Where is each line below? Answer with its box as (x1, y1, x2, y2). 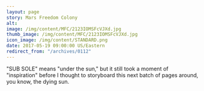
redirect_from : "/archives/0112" (6, 49, 92, 55)
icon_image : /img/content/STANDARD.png (6, 37, 108, 43)
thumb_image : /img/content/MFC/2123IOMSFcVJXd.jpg (6, 32, 138, 38)
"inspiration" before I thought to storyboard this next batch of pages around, (6, 71, 199, 79)
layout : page (6, 8, 40, 15)
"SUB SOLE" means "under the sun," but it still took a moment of (6, 65, 169, 72)
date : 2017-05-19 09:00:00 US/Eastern (6, 43, 105, 49)
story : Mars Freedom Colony (6, 15, 78, 21)
